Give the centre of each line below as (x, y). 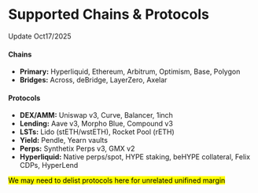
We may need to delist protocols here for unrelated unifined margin (117, 180)
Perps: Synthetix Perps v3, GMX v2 (77, 149)
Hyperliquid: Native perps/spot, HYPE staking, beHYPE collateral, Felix (135, 157)
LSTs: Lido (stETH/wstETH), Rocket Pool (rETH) (97, 132)
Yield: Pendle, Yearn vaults (64, 140)
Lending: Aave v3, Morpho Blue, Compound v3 (96, 124)
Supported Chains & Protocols (109, 15)
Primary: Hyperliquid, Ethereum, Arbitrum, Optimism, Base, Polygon (130, 71)
